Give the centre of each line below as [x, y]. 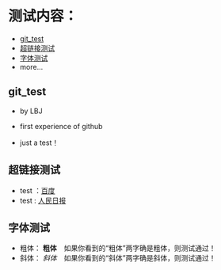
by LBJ [31, 111]
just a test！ [39, 143]
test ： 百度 [37, 190]
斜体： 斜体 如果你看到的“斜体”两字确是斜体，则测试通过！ [118, 258]
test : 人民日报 [43, 200]
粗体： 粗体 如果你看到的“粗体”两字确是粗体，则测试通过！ [118, 248]
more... [31, 67]
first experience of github [61, 126]
